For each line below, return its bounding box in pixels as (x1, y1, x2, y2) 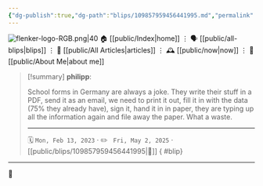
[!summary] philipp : (27, 71, 92, 81)
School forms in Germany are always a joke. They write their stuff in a (27, 87, 252, 97)
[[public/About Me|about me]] (8, 57, 105, 66)
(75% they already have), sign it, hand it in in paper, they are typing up (27, 104, 254, 113)
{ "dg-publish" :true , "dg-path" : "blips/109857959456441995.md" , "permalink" (8, 11, 254, 20)
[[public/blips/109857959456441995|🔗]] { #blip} (27, 146, 183, 155)
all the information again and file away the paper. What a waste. (27, 111, 232, 122)
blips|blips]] (8, 45, 47, 55)
